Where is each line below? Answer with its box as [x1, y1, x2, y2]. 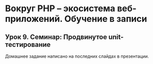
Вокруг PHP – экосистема [5, 3, 115, 14]
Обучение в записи [64, 13, 147, 24]
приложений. [5, 13, 63, 24]
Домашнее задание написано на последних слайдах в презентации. [5, 53, 149, 59]
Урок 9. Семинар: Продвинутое [5, 33, 107, 41]
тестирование [5, 40, 51, 49]
